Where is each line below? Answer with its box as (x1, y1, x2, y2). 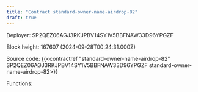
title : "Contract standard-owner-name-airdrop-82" (6, 9, 138, 15)
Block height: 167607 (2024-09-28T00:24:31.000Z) (6, 43, 136, 51)
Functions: (6, 80, 33, 87)
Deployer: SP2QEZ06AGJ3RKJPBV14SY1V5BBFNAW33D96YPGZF (6, 31, 174, 38)
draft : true (6, 15, 37, 21)
